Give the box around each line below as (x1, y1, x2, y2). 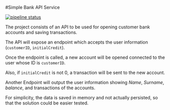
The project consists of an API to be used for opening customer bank (5, 24, 150, 30)
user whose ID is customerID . (5, 60, 66, 65)
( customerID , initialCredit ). (5, 45, 65, 50)
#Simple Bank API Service (5, 5, 60, 10)
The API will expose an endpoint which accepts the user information (5, 39, 149, 45)
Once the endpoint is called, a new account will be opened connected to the (5, 54, 165, 60)
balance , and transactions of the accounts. (5, 85, 96, 91)
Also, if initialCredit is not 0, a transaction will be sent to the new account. (5, 69, 165, 76)
